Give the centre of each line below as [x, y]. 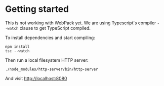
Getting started [37, 9]
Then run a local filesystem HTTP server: [47, 60]
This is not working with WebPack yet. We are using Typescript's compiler [81, 23]
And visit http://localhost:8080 [36, 78]
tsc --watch [17, 51]
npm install [17, 46]
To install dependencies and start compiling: [50, 38]
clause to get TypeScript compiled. [55, 28]
